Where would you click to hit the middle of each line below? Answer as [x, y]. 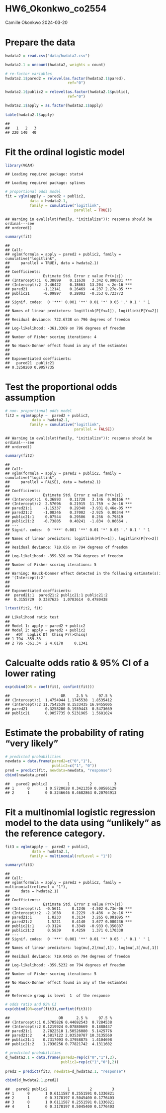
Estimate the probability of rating [75, 732]
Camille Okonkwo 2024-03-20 [37, 22]
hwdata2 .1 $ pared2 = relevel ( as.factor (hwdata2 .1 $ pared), [65, 78]
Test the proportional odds [61, 387]
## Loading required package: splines [45, 183]
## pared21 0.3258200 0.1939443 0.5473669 [59, 709]
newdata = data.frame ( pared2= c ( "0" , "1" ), [49, 761]
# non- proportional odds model [39, 411]
